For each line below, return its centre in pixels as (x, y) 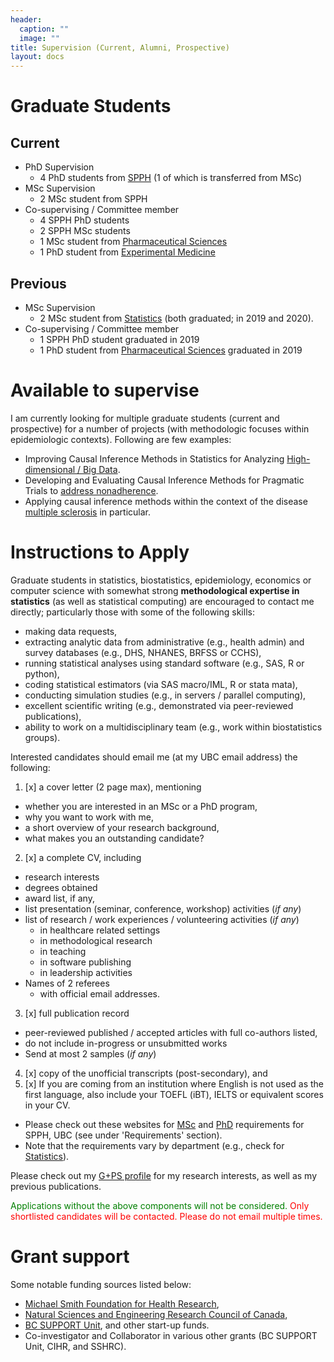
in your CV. (47, 1105)
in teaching (63, 951)
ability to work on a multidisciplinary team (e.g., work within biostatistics (173, 727)
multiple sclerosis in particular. (88, 512)
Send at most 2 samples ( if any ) (90, 1053)
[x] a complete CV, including (83, 857)
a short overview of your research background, (122, 827)
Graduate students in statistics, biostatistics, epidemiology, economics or (161, 580)
